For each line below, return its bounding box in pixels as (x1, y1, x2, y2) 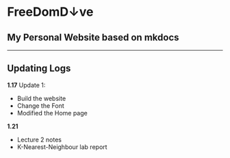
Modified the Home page (16, 109, 88, 117)
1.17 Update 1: (7, 80, 46, 89)
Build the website (16, 94, 66, 102)
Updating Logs (7, 63, 71, 74)
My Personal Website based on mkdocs (7, 32, 179, 43)
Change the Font (16, 101, 65, 110)
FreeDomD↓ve (7, 4, 94, 20)
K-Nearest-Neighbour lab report (16, 142, 107, 151)
